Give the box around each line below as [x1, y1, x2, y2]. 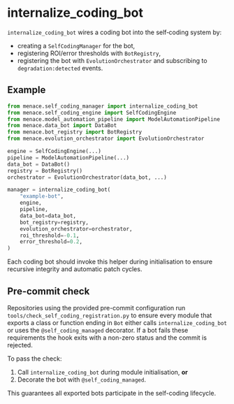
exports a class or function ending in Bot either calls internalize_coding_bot [7, 318, 227, 326]
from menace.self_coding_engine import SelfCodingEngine [7, 109, 177, 116]
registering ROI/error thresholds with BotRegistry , [17, 49, 161, 57]
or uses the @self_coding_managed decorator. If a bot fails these [7, 326, 189, 334]
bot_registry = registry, [20, 219, 89, 226]
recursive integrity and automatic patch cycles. [7, 265, 142, 273]
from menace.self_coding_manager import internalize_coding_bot [7, 103, 198, 110]
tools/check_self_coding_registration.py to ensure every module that [7, 311, 212, 319]
